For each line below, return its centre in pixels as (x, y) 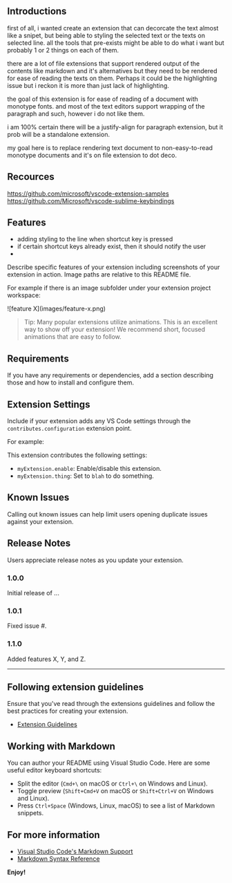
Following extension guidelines (75, 687)
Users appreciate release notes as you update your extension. (96, 560)
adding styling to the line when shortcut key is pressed (95, 239)
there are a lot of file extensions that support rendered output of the (104, 63)
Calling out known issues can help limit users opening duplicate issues (108, 514)
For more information (54, 835)
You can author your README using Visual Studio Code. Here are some (109, 763)
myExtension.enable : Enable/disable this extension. (89, 469)
